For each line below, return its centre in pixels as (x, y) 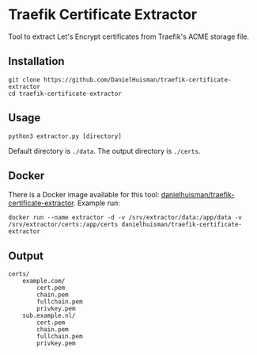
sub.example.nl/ (49, 316)
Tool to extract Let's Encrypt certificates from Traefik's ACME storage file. (129, 36)
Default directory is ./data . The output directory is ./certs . (104, 151)
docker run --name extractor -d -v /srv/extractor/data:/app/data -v (125, 218)
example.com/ (44, 281)
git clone (25, 80)
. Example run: (97, 203)
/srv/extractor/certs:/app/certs (63, 225)
